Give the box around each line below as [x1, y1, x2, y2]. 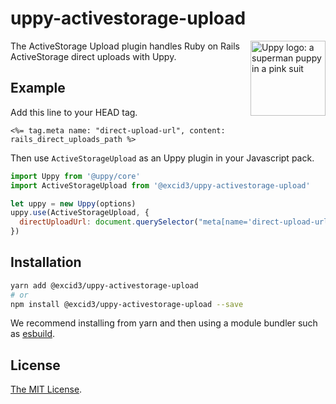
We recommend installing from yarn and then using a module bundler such [10, 317, 318, 329]
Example [10, 80, 66, 97]
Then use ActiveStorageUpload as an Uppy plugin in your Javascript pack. [10, 152, 315, 164]
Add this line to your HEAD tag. [10, 106, 138, 118]
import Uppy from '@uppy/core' [10, 171, 141, 181]
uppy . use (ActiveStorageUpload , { [10, 208, 150, 218]
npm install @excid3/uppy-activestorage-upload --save [10, 299, 244, 309]
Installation [10, 254, 82, 271]
